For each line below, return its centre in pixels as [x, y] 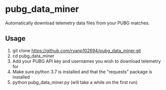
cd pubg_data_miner [33, 56]
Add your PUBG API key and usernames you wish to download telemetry [86, 61]
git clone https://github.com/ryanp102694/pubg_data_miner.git [77, 50]
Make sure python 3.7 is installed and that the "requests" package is [82, 72]
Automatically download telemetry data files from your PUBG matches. [78, 23]
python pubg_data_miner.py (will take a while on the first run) [75, 82]
